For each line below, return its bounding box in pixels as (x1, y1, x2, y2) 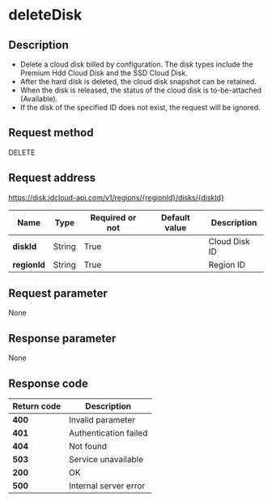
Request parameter (8, 286, 108, 301)
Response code (8, 376, 89, 390)
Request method (8, 126, 94, 139)
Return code (12, 401, 62, 412)
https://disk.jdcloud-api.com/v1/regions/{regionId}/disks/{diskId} (8, 192, 224, 202)
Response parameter (8, 331, 117, 345)
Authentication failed (68, 427, 148, 439)
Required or (90, 212, 137, 223)
